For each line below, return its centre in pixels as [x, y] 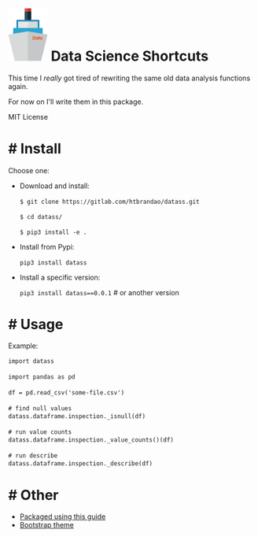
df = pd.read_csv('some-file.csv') [66, 393]
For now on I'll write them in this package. [76, 102]
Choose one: [29, 170]
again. [18, 86]
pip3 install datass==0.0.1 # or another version [99, 292]
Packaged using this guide [63, 517]
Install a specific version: [60, 277]
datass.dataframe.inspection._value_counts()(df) [91, 440]
